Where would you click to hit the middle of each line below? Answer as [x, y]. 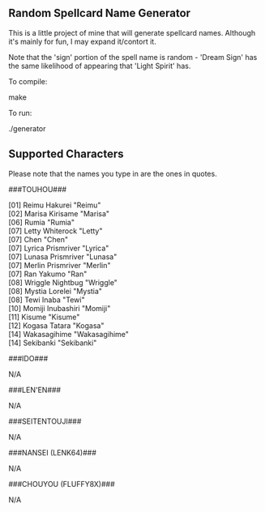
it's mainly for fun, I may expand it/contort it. [82, 41]
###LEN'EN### [35, 390]
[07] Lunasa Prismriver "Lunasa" [63, 256]
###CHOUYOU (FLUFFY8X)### [62, 484]
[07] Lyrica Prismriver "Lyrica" [59, 248]
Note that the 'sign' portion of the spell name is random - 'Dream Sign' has [133, 57]
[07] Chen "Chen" [38, 239]
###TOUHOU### [38, 189]
